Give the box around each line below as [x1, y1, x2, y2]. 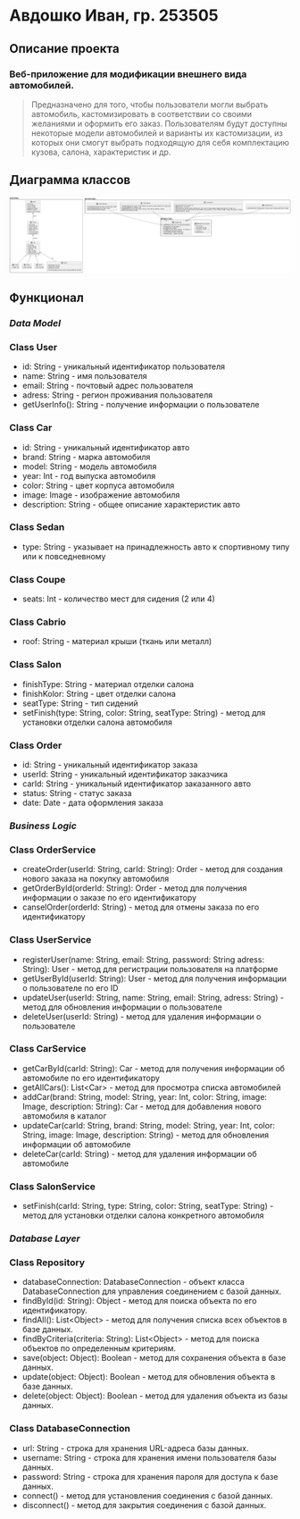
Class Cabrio [9, 616, 67, 628]
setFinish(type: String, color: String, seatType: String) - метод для [21, 707, 266, 718]
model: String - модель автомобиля [21, 461, 157, 472]
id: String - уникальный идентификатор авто [21, 441, 190, 452]
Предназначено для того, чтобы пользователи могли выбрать [30, 99, 269, 110]
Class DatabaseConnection [9, 1422, 131, 1435]
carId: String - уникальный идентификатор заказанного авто [21, 778, 252, 789]
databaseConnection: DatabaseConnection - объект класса [21, 1277, 246, 1288]
